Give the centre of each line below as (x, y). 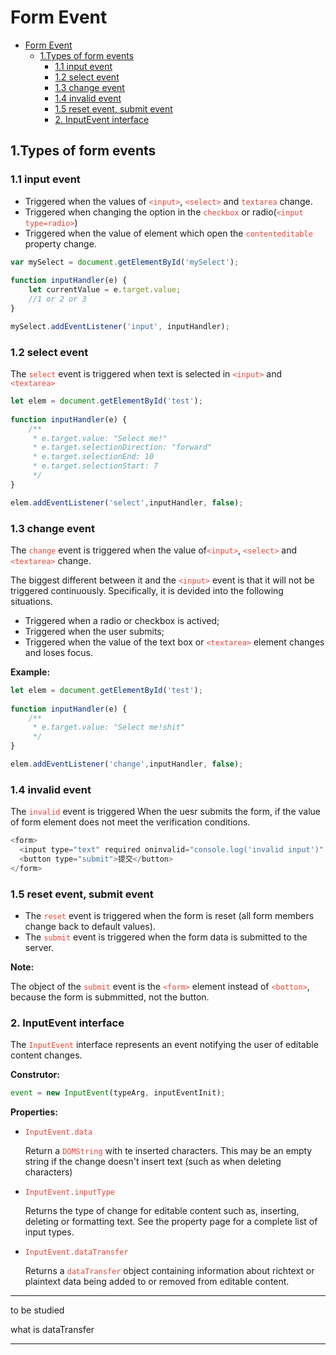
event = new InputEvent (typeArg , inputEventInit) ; (118, 1093)
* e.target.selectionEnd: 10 (93, 457)
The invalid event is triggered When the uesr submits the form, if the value (165, 812)
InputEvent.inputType (69, 1192)
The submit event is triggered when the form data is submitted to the (166, 937)
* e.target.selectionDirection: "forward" (122, 447)
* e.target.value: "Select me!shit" (109, 727)
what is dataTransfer (52, 1330)
